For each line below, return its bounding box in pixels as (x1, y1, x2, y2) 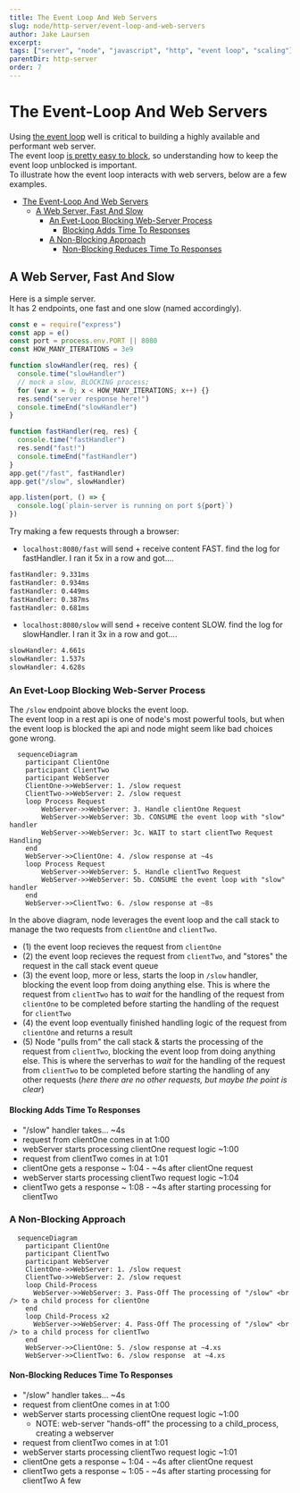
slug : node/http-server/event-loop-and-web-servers (9, 21, 205, 30)
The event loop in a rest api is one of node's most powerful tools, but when (9, 714, 285, 725)
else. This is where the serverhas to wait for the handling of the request (21, 1056, 286, 1066)
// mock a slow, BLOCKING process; (17, 377, 150, 386)
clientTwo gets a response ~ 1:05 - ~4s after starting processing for (21, 1466, 271, 1476)
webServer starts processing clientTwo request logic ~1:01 (21, 1446, 237, 1457)
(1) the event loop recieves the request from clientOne (21, 941, 221, 953)
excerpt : (9, 38, 42, 47)
